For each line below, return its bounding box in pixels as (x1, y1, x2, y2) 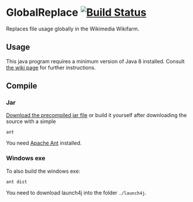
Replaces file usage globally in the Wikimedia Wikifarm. (6, 25, 140, 32)
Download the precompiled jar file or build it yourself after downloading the (6, 112, 187, 119)
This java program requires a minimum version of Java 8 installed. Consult (6, 57, 185, 64)
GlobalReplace (6, 6, 78, 19)
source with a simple (6, 118, 56, 125)
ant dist (6, 179, 27, 184)
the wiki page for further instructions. (6, 64, 96, 71)
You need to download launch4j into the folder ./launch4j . (6, 189, 147, 196)
